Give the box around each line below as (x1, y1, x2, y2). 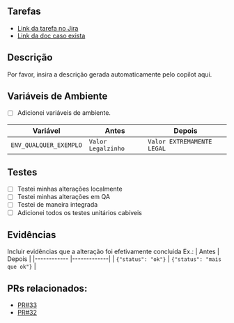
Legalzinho (88, 144, 125, 152)
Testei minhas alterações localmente (17, 184, 123, 194)
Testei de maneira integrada (17, 200, 98, 209)
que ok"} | (7, 262, 36, 271)
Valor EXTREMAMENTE (147, 137, 212, 145)
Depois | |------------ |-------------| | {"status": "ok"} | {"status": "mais (7, 255, 221, 263)
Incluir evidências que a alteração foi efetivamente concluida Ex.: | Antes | (7, 247, 220, 256)
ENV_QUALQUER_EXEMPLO (10, 141, 82, 149)
